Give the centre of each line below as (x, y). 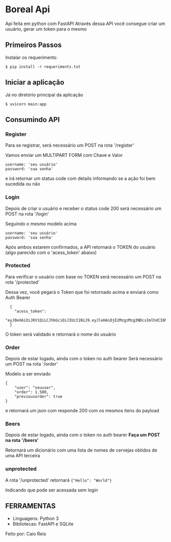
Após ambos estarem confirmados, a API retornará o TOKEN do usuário (80, 247)
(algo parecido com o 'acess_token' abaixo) (51, 252)
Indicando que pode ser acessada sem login (52, 490)
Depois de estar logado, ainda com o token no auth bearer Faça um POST (83, 435)
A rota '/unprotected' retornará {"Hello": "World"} (59, 480)
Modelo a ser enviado (28, 374)
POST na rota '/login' (27, 214)
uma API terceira (23, 456)
